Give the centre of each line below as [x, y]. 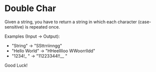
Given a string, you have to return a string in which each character [71, 22]
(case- [145, 22]
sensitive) [14, 27]
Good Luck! [16, 65]
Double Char [30, 8]
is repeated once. [43, 27]
